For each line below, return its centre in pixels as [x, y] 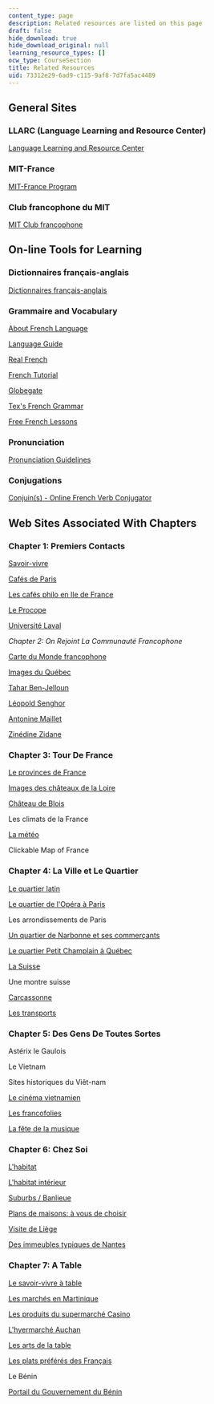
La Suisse [24, 966]
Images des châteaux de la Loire [62, 788]
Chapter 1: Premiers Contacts [67, 546]
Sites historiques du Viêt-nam [57, 1082]
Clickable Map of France [49, 850]
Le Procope [27, 610]
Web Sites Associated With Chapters [103, 523]
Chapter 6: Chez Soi [48, 1149]
